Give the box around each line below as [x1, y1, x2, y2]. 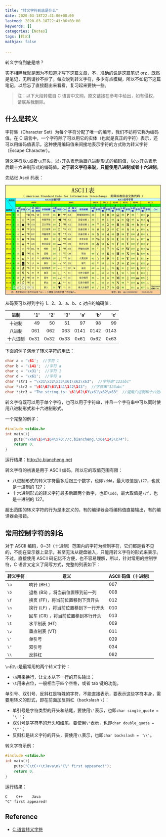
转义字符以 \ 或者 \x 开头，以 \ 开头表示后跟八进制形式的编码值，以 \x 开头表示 [5, 158, 157, 164]
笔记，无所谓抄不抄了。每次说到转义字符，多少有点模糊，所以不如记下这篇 [9, 76, 161, 82]
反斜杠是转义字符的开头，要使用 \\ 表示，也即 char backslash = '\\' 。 [12, 732, 155, 738]
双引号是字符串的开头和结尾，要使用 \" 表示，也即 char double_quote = [12, 720, 155, 726]
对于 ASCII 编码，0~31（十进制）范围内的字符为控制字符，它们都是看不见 [5, 543, 155, 549]
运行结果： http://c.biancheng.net [5, 457, 73, 463]
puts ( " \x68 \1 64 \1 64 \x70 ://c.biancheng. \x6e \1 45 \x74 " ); [14, 437, 129, 442]
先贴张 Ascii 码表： [5, 175, 43, 181]
